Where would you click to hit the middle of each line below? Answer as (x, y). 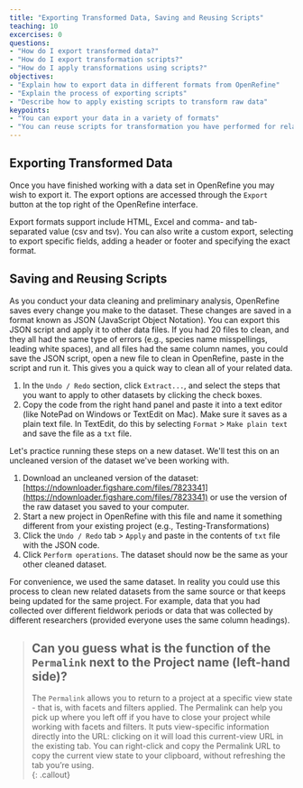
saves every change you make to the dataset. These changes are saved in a (150, 310)
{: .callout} (50, 775)
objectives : (32, 77)
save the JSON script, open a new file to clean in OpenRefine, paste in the (147, 358)
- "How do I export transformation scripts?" (96, 60)
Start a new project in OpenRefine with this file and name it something (152, 516)
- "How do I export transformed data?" (84, 51)
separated (28, 231)
